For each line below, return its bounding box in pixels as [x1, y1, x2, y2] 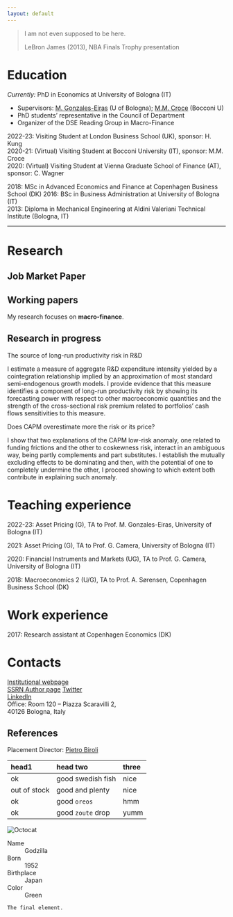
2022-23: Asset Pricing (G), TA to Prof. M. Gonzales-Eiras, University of [7, 520, 212, 529]
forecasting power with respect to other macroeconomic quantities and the [7, 394, 222, 402]
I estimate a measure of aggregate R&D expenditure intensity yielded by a [7, 365, 218, 373]
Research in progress [7, 333, 102, 344]
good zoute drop [56, 808, 110, 818]
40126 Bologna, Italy [7, 707, 66, 715]
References [7, 727, 58, 739]
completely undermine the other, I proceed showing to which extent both [7, 465, 216, 474]
